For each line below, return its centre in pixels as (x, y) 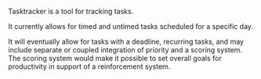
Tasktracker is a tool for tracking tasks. (71, 11)
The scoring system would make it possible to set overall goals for (115, 58)
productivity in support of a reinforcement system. (89, 66)
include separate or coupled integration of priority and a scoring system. (125, 50)
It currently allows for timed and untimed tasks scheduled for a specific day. (130, 26)
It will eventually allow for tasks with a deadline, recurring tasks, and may (126, 41)
